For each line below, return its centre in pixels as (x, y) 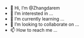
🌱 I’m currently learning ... (37, 19)
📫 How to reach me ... (34, 30)
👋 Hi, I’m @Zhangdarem (35, 8)
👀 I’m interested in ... (32, 13)
